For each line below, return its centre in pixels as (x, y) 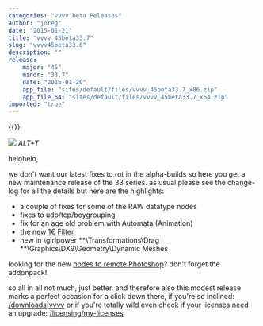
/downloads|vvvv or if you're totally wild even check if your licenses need (128, 305)
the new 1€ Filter (47, 232)
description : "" (35, 52)
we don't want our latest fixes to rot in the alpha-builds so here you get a (127, 174)
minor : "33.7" (46, 75)
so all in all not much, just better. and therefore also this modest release (125, 288)
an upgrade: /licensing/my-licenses (66, 313)
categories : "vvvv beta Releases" (65, 16)
